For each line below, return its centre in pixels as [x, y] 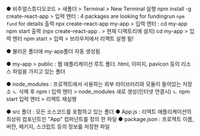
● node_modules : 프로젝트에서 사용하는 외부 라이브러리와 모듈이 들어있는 [94, 84]
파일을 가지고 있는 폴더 [39, 71]
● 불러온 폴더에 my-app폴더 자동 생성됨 [53, 51]
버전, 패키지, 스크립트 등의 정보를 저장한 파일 [58, 126]
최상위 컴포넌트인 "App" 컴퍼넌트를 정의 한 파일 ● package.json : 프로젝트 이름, [100, 119]
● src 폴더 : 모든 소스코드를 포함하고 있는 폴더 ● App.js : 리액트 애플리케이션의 [99, 112]
